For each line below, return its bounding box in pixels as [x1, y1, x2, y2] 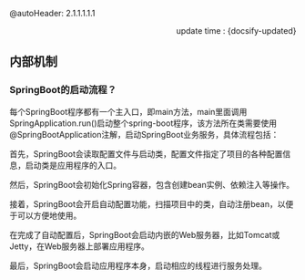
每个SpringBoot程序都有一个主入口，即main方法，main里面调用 [9, 106, 248, 117]
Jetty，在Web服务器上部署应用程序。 [9, 241, 150, 252]
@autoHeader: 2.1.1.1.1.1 [9, 8, 96, 18]
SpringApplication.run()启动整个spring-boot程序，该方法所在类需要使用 [9, 118, 278, 129]
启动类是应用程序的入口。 [25, 160, 121, 171]
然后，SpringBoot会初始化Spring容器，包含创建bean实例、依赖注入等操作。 [9, 179, 294, 190]
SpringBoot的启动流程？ [9, 84, 117, 97]
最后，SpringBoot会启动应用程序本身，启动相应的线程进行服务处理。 [9, 260, 267, 271]
